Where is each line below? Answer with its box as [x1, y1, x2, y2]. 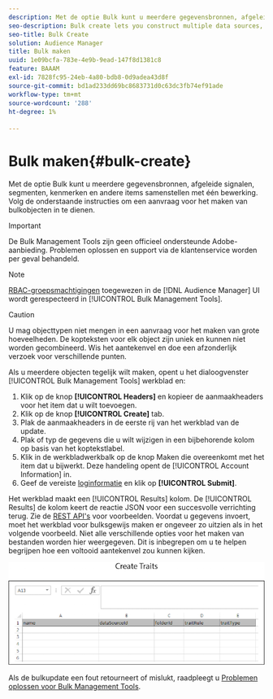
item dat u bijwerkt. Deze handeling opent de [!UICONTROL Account [19, 461, 249, 471]
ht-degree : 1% [8, 107, 57, 116]
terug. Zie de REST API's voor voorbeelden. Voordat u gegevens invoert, [8, 511, 250, 521]
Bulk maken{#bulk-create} [8, 152, 192, 171]
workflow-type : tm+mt [8, 90, 82, 98]
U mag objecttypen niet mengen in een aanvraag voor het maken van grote [8, 325, 260, 335]
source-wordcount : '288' [8, 98, 93, 107]
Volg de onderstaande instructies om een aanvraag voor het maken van [8, 196, 248, 207]
